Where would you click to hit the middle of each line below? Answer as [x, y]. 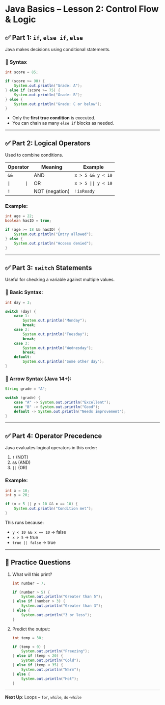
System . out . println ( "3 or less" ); [56, 615]
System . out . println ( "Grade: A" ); [48, 86]
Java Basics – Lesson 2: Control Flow [82, 9]
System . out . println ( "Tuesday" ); [56, 334]
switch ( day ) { [21, 311]
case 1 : [22, 316]
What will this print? [32, 574]
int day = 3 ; [18, 302]
